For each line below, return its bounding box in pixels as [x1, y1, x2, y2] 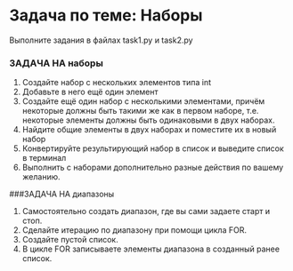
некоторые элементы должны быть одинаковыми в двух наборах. [21, 115, 275, 125]
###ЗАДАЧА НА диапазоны [9, 188, 115, 200]
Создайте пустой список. [21, 235, 118, 245]
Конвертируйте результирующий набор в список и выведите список [21, 143, 285, 154]
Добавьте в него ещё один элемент [21, 86, 159, 98]
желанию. [21, 171, 61, 182]
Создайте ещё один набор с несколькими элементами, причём [21, 96, 265, 107]
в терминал [21, 153, 67, 163]
